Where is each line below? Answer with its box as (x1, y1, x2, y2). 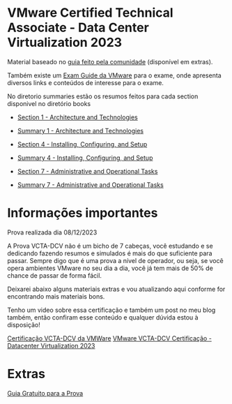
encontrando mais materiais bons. (7, 292, 105, 301)
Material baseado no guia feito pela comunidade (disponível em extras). (7, 57, 213, 66)
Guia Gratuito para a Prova (7, 389, 84, 397)
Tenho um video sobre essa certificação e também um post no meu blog (7, 306, 216, 314)
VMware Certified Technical (7, 5, 173, 21)
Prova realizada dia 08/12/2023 (7, 228, 98, 237)
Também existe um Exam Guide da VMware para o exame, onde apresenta (7, 71, 222, 80)
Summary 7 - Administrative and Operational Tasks (17, 180, 164, 189)
